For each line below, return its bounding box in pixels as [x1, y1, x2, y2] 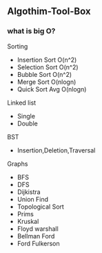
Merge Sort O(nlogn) [17, 78, 76, 86]
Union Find [17, 195, 48, 203]
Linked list [7, 98, 37, 107]
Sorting [7, 42, 28, 51]
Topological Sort [17, 202, 64, 211]
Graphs [7, 159, 28, 168]
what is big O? [7, 26, 56, 36]
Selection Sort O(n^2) [17, 62, 79, 71]
